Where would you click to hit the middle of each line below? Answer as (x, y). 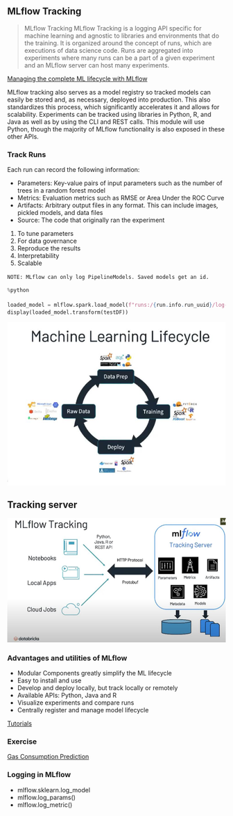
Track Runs (27, 154)
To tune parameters (45, 234)
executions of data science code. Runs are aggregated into (109, 50)
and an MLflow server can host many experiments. (97, 65)
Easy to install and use (49, 680)
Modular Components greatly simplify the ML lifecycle (94, 673)
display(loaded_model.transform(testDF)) (68, 312)
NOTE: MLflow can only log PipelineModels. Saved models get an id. (108, 278)
